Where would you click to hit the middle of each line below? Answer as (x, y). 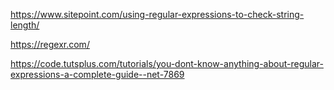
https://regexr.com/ (50, 44)
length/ (25, 25)
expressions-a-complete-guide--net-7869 (97, 74)
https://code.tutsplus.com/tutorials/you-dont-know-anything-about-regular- (167, 63)
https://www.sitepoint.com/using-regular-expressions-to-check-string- (157, 14)
